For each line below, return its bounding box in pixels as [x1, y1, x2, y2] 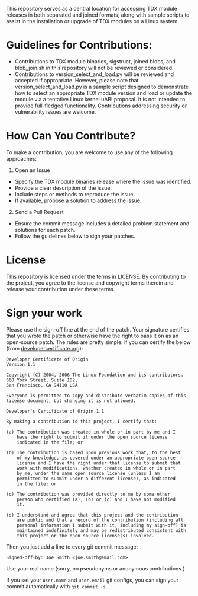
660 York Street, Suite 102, [6, 377, 78, 383]
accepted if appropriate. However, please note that [14, 77, 139, 84]
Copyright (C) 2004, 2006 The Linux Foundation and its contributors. [6, 372, 184, 378]
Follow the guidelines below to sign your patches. [14, 232, 136, 240]
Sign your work [6, 307, 83, 320]
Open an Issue [14, 166, 50, 174]
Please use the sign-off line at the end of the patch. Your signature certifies [6, 326, 190, 333]
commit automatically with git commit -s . [6, 582, 108, 589]
